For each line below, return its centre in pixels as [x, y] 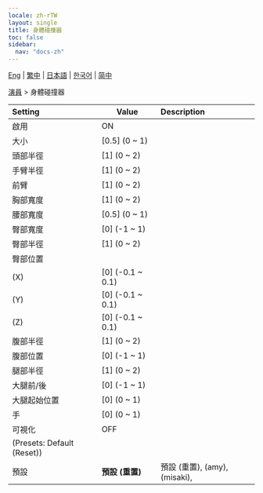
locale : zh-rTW [33, 15]
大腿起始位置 [36, 400]
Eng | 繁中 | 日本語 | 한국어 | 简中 [60, 75]
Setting [26, 112]
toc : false [26, 37]
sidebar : [22, 45]
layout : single [33, 23]
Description [183, 112]
